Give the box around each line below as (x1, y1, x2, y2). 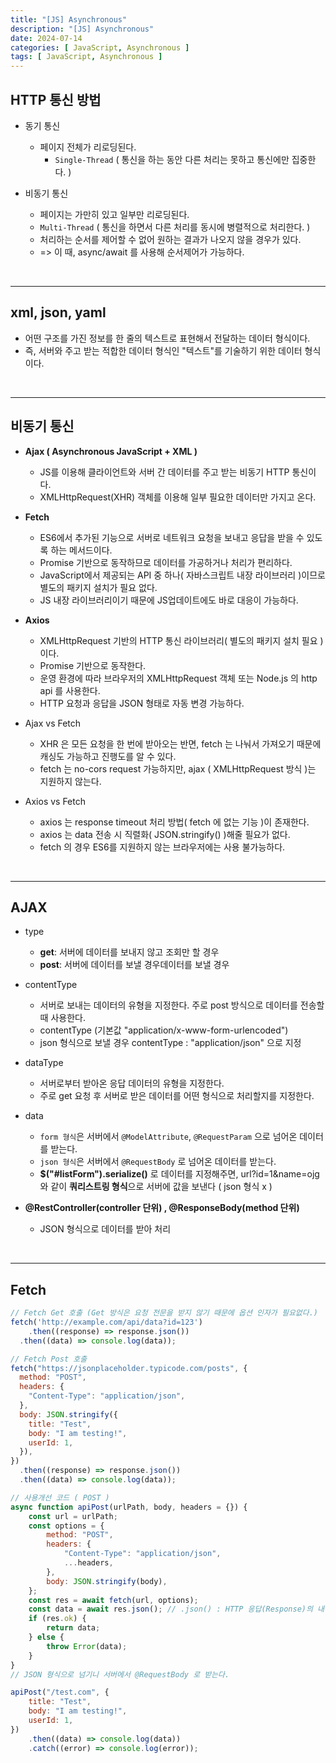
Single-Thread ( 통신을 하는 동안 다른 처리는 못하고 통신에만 (54, 153, 290, 165)
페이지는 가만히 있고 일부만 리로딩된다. (39, 208, 190, 220)
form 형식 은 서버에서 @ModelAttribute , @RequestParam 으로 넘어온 (39, 1131, 298, 1143)
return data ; (46, 1623, 101, 1633)
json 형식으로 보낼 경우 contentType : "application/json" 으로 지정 (39, 1037, 302, 1049)
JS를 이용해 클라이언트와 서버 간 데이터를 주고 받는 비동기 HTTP (39, 466, 290, 478)
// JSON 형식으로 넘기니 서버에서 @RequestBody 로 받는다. (10, 1669, 230, 1680)
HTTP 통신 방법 (10, 91, 102, 108)
